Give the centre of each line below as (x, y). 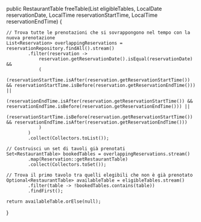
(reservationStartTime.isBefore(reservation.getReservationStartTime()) (100, 117)
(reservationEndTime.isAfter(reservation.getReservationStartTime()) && (100, 101)
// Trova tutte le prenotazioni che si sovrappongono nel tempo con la (98, 33)
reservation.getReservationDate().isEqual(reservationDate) (116, 59)
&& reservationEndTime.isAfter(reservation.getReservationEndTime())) (97, 122)
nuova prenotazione (31, 38)
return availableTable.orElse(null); (54, 201)
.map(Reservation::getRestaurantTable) (78, 159)
